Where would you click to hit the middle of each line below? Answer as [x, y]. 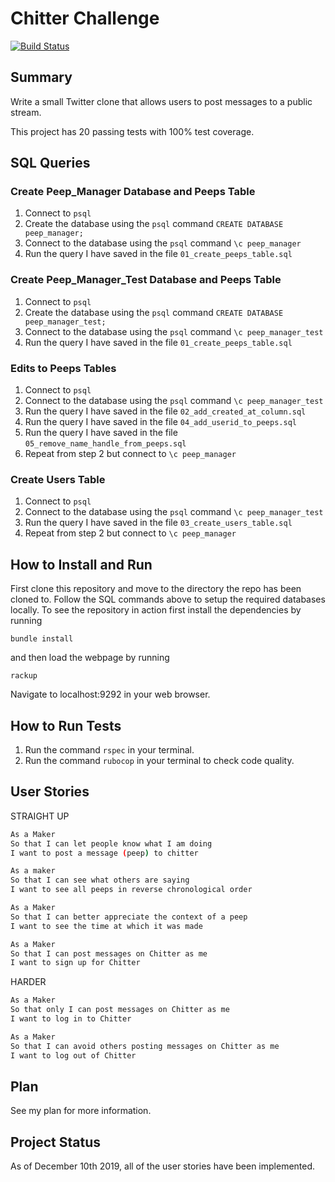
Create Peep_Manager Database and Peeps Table [133, 192]
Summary [41, 77]
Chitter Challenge [85, 18]
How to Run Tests [66, 725]
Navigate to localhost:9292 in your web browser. [110, 694]
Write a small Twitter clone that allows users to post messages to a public [161, 101]
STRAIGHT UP [40, 816]
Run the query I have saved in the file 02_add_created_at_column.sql [165, 411]
